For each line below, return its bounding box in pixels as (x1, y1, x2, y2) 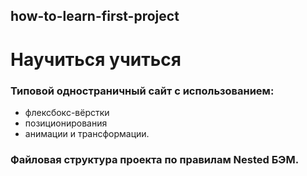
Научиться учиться (10, 48, 182, 71)
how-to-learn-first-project (10, 8, 180, 25)
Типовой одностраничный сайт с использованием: (10, 84, 275, 98)
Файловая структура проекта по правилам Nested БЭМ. (10, 152, 300, 166)
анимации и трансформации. (24, 127, 150, 139)
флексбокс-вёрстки (24, 106, 110, 118)
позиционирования (24, 117, 108, 129)
